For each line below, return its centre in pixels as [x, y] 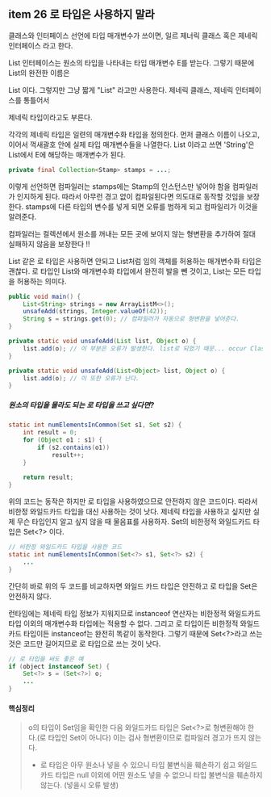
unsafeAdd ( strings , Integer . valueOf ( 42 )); [95, 312]
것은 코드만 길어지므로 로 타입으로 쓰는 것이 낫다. [85, 644]
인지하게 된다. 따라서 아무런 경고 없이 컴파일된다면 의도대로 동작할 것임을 [131, 196]
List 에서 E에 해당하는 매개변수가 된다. [67, 154]
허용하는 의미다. [42, 281]
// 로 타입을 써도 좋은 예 [46, 659]
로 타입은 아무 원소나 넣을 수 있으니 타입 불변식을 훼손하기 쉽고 [138, 765]
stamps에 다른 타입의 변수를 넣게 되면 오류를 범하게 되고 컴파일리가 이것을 [142, 206]
